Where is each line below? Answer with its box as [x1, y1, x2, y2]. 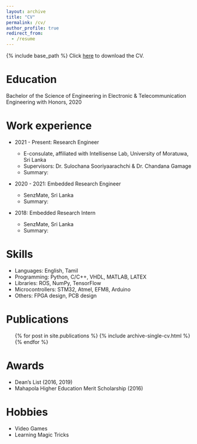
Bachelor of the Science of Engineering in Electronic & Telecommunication [6, 92, 186, 99]
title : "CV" [6, 14, 35, 20]
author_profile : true [6, 25, 59, 31]
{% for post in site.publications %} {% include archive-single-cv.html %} [14, 332, 191, 339]
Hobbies [6, 405, 48, 419]
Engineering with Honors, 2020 [6, 98, 82, 105]
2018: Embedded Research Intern [14, 209, 96, 216]
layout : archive [6, 8, 46, 15]
